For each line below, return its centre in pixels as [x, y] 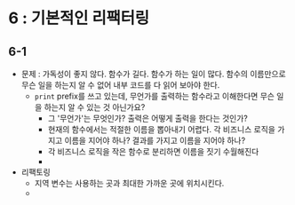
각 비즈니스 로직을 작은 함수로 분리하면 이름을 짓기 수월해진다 [153, 151]
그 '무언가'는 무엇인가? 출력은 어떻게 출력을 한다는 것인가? [147, 118]
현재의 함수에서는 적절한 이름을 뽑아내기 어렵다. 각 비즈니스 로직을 [162, 129]
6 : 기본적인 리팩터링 [79, 18]
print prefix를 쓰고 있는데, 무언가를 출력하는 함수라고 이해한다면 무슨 [154, 96]
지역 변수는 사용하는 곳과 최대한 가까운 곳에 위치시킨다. [129, 183]
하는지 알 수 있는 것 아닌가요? [95, 107]
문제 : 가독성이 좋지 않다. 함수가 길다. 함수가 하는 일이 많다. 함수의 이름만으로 [153, 74]
